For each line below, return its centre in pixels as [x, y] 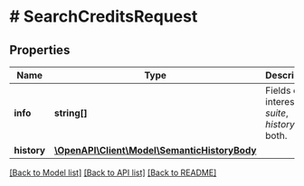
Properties [40, 50]
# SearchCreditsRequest [104, 17]
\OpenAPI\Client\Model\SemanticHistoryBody [155, 150]
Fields [278, 90]
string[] [71, 113]
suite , [277, 113]
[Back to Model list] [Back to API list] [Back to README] [113, 172]
